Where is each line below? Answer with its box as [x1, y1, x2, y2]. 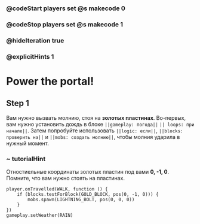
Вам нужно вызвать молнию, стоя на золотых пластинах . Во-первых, [6, 114, 186, 121]
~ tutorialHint [6, 155, 46, 163]
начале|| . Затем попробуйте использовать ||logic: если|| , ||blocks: [6, 127, 183, 134]
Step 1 [6, 98, 30, 108]
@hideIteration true [6, 36, 64, 44]
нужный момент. [6, 140, 50, 147]
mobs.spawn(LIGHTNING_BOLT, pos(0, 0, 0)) [27, 196, 135, 202]
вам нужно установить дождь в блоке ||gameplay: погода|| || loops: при [6, 120, 195, 128]
